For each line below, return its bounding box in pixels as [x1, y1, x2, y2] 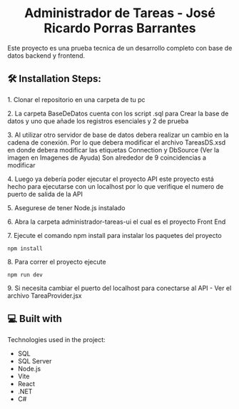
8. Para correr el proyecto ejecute [7, 257, 106, 266]
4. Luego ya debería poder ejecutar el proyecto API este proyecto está [7, 175, 214, 183]
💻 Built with [7, 313, 63, 325]
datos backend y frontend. [7, 51, 86, 60]
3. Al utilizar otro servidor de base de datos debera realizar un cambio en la [7, 130, 229, 139]
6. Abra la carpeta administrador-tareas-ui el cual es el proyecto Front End [7, 217, 226, 226]
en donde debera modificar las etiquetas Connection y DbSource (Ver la [7, 145, 220, 154]
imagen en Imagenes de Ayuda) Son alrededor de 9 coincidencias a [7, 153, 207, 162]
